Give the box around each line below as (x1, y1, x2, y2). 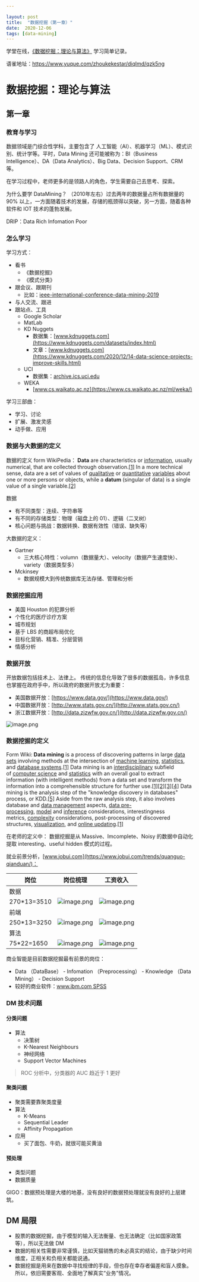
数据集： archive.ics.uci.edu (32, 373, 100, 380)
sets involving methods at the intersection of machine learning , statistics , (6, 757, 185, 764)
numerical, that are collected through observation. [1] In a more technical (6, 463, 183, 470)
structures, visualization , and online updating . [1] (6, 820, 124, 827)
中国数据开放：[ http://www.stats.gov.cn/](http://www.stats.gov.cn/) (14, 702, 180, 709)
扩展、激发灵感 (14, 418, 52, 426)
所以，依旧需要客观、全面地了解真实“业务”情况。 (14, 1269, 135, 1277)
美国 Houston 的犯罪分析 (14, 606, 75, 613)
